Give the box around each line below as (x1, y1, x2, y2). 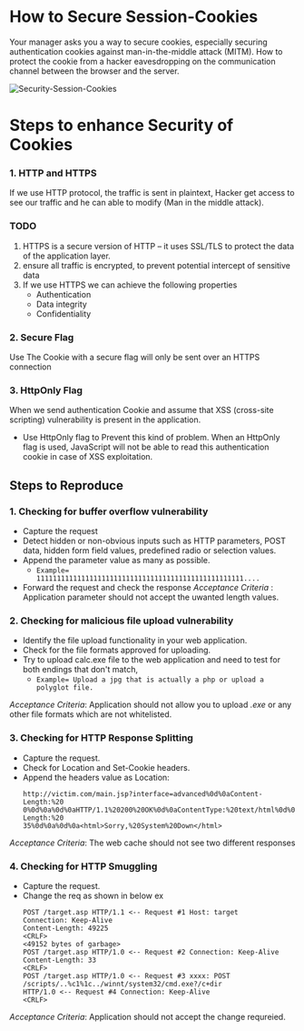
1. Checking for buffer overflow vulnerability (9, 505, 209, 518)
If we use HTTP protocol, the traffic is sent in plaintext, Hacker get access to (9, 187, 295, 198)
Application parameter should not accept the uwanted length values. (22, 591, 279, 602)
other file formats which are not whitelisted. (9, 709, 172, 720)
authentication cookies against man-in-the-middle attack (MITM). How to (9, 45, 283, 56)
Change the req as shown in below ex (22, 890, 164, 901)
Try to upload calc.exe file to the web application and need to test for (22, 654, 281, 665)
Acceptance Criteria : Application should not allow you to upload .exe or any (9, 699, 292, 711)
